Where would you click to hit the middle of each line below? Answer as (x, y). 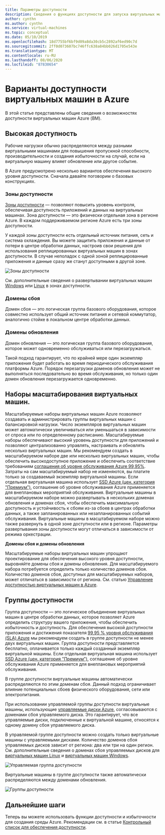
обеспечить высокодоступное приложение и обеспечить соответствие (80, 461)
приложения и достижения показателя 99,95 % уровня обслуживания (79, 633)
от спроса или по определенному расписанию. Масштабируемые (75, 435)
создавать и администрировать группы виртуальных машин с (71, 419)
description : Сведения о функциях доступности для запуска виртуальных (80, 14)
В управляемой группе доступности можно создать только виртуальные (82, 735)
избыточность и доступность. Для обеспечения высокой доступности (79, 628)
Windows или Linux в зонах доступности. (48, 286)
